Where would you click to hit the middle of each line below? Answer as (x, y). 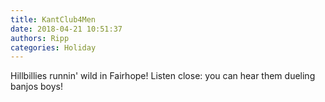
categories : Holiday (53, 47)
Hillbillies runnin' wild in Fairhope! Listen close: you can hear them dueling (163, 76)
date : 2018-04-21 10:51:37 (66, 29)
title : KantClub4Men (53, 19)
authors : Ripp (40, 38)
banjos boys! (36, 87)
